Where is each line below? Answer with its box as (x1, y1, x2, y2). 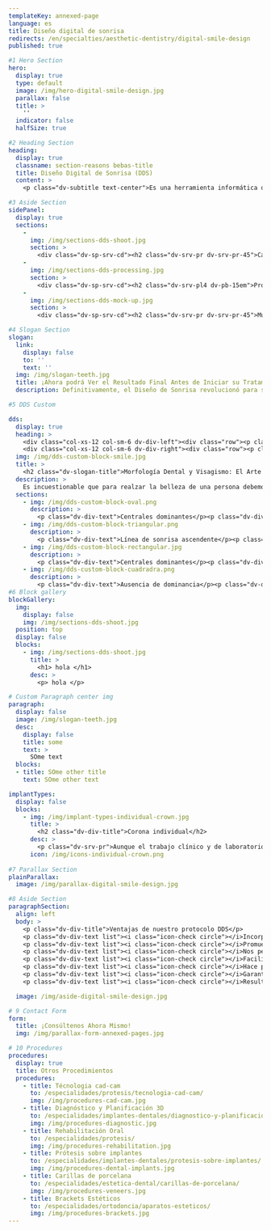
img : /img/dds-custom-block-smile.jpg (15, 453, 147, 461)
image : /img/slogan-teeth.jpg (15, 716, 117, 724)
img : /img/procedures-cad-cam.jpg (29, 1097, 147, 1105)
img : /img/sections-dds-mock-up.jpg (29, 296, 153, 304)
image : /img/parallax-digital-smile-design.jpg (15, 881, 179, 889)
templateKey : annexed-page (8, 11, 99, 20)
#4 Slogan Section (8, 326, 70, 334)
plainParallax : (8, 873, 60, 881)
